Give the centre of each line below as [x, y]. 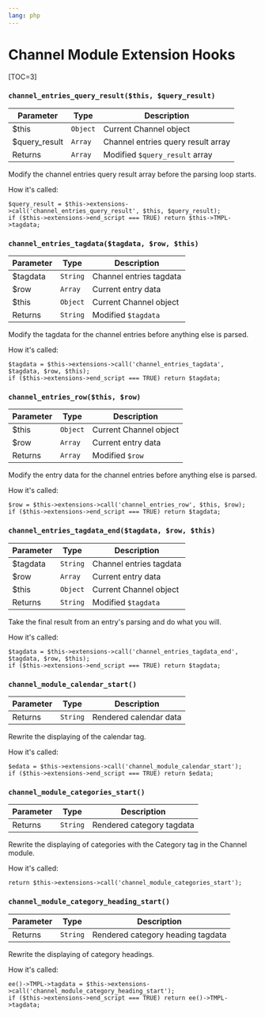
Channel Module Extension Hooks [122, 54]
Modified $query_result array [158, 154]
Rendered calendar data [137, 717]
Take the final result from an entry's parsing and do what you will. [115, 621]
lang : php [25, 15]
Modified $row [118, 456]
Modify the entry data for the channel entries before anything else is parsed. [132, 475]
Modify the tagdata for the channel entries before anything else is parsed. [129, 335]
